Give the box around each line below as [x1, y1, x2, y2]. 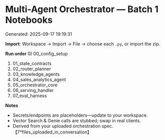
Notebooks [5, 14, 53, 26]
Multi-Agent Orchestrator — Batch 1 [5, 4, 158, 15]
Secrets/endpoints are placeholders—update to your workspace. [12, 112, 148, 118]
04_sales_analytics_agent [12, 76, 66, 82]
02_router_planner [12, 66, 52, 72]
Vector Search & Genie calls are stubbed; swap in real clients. [12, 117, 141, 123]
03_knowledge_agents [12, 71, 60, 77]
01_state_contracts [12, 60, 52, 66]
